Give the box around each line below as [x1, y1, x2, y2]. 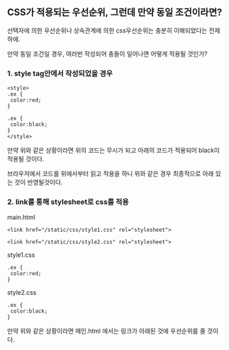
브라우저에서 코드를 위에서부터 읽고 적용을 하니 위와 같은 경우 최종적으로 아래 [7, 169, 214, 178]
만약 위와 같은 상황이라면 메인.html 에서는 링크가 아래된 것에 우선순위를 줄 [7, 327, 206, 335]
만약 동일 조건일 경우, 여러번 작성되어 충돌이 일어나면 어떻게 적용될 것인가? [7, 49, 208, 57]
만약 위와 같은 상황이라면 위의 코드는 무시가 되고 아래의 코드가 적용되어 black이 [7, 146, 220, 154]
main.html [7, 213, 36, 221]
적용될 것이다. [7, 155, 45, 163]
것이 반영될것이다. [14, 178, 63, 187]
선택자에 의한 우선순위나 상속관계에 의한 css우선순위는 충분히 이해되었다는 [7, 26, 208, 35]
